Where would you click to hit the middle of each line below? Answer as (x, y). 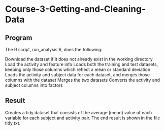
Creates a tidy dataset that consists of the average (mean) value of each (79, 112)
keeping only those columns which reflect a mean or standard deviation (78, 69)
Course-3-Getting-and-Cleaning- (76, 9)
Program (19, 38)
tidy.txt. (13, 123)
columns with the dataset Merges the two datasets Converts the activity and (82, 80)
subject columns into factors (34, 85)
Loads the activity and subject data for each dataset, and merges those (78, 75)
